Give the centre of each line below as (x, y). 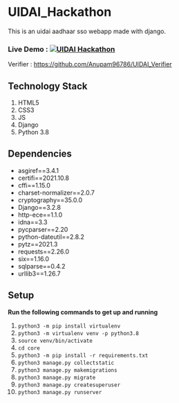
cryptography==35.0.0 (50, 200)
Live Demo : (28, 49)
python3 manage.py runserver (60, 392)
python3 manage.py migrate (57, 377)
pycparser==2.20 (43, 229)
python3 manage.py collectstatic (66, 363)
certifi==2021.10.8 (44, 178)
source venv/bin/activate (55, 341)
